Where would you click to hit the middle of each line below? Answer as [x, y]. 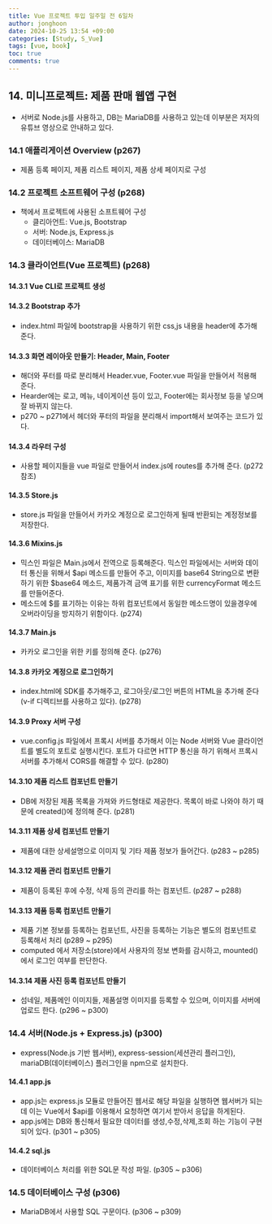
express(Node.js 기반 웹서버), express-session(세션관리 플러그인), [127, 1053]
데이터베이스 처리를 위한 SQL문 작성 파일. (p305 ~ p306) [111, 1170]
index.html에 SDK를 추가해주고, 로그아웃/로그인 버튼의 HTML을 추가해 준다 [140, 692]
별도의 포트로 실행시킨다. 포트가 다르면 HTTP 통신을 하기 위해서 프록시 [147, 751]
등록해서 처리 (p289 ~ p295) [66, 940]
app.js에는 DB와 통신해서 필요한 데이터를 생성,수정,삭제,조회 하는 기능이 [134, 1121]
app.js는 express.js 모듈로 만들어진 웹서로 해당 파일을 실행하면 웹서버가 [134, 1101]
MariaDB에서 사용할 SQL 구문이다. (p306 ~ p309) [101, 1212]
